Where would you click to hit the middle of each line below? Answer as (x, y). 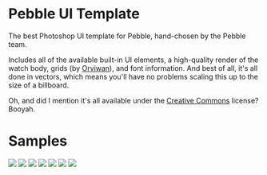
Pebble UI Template (74, 14)
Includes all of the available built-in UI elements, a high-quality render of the (133, 60)
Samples (38, 141)
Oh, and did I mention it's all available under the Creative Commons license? (133, 100)
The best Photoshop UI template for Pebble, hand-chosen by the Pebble (127, 36)
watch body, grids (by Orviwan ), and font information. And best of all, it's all (133, 68)
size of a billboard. (39, 85)
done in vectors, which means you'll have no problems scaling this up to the (133, 76)
